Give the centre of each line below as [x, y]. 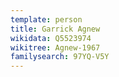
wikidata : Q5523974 [51, 38]
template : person [46, 19]
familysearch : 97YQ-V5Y [60, 57]
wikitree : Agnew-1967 [55, 47]
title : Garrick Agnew [55, 29]
